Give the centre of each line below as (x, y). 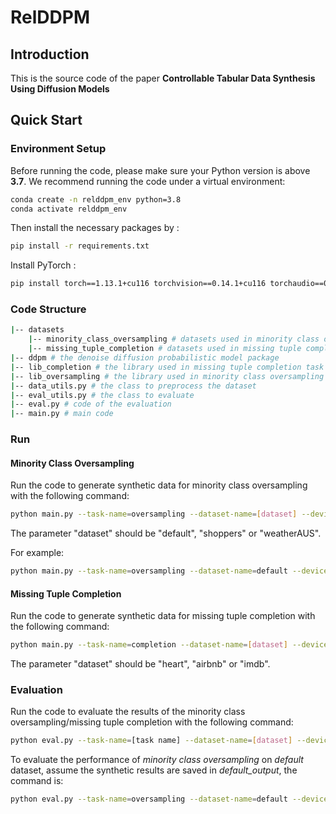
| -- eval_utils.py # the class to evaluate (102, 395)
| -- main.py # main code (62, 414)
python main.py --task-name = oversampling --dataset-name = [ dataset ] (154, 514)
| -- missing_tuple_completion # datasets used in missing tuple (165, 349)
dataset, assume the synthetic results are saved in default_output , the (154, 770)
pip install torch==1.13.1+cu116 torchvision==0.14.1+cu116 (138, 284)
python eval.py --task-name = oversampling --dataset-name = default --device (169, 799)
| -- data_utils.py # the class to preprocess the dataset (133, 386)
